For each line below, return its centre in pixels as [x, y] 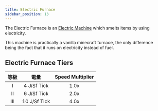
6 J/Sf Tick [36, 94]
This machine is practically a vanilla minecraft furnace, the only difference [79, 42]
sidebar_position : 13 [27, 14]
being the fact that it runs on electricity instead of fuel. [60, 48]
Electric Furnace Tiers [39, 63]
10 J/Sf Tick [36, 101]
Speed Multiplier [74, 77]
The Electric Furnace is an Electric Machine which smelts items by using [77, 28]
